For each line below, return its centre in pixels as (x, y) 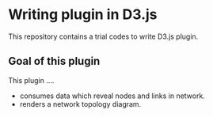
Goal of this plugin (54, 61)
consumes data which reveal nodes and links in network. (112, 96)
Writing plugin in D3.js (83, 15)
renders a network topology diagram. (80, 104)
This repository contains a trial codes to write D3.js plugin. (103, 36)
